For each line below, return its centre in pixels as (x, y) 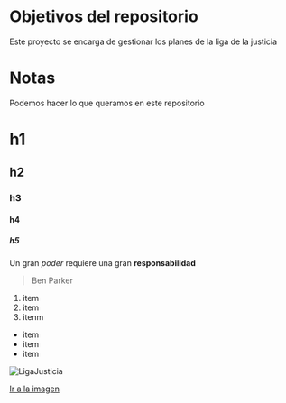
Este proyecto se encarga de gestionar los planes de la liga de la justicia (143, 41)
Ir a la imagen (35, 389)
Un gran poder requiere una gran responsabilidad (103, 262)
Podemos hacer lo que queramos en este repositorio (107, 103)
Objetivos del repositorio (104, 17)
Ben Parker (52, 280)
